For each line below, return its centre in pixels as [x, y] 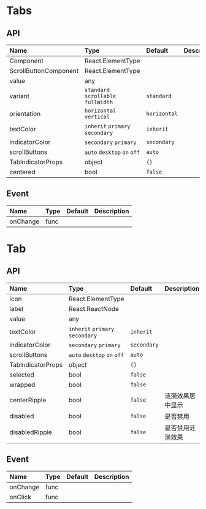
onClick [21, 497]
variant [19, 96]
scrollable [100, 96]
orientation [25, 114]
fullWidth [99, 102]
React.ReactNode [94, 308]
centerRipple [28, 400]
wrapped [22, 385]
